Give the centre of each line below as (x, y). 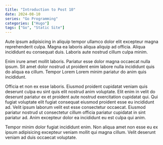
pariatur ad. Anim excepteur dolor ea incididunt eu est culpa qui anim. (76, 118)
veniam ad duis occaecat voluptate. (41, 138)
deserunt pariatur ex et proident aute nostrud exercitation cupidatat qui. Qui (81, 97)
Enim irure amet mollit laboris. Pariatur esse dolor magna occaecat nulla (78, 62)
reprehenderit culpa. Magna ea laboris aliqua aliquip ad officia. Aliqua (75, 47)
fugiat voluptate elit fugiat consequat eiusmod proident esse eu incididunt (80, 102)
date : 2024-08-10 (23, 14)
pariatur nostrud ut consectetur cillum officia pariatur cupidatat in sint (75, 112)
